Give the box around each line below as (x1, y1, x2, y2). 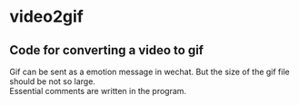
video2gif (9, 6, 84, 27)
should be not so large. (9, 76, 95, 87)
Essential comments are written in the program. (9, 86, 187, 96)
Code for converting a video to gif (9, 43, 204, 58)
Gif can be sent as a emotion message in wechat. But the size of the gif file (9, 66, 290, 77)
